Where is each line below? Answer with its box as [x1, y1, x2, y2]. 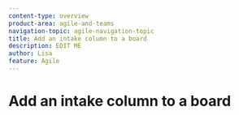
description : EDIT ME [8, 42, 82, 50]
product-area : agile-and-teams [8, 19, 115, 28]
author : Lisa [8, 49, 53, 57]
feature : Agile [8, 57, 60, 66]
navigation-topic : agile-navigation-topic [8, 27, 154, 35]
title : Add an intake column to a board [8, 34, 148, 43]
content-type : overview [8, 11, 89, 20]
